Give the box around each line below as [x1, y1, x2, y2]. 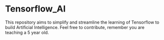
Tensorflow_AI [5, 3, 66, 14]
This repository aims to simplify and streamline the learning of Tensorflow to [5, 19, 160, 25]
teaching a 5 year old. [5, 29, 49, 35]
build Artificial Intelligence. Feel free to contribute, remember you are [5, 24, 145, 30]
